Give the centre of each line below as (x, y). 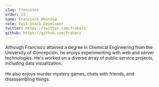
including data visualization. (34, 63)
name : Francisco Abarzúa (31, 19)
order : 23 (15, 14)
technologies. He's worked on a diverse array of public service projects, (79, 58)
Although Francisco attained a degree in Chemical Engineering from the (79, 47)
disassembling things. (28, 79)
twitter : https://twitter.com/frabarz (45, 28)
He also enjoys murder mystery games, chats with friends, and (70, 74)
